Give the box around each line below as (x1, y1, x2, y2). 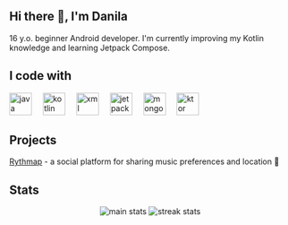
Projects (9, 133, 57, 148)
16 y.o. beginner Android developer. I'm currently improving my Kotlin (9, 32, 264, 43)
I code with (9, 68, 72, 83)
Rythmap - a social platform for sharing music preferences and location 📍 (9, 156, 280, 167)
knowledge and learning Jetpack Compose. (9, 42, 170, 53)
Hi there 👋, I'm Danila (9, 9, 128, 24)
